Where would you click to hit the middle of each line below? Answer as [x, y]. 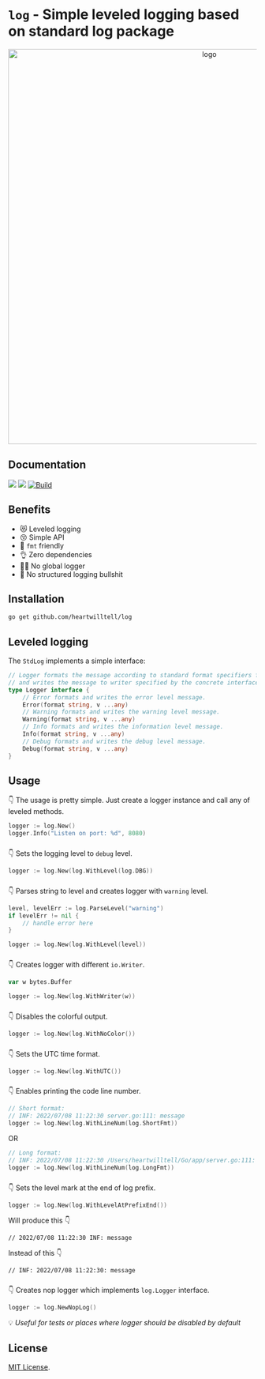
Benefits [30, 510]
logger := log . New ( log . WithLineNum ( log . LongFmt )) [91, 1167]
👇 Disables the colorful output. [58, 1016]
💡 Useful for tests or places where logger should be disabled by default [125, 1323]
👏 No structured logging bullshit [71, 574]
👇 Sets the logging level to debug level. [70, 853]
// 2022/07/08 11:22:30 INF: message [70, 1238]
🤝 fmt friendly [42, 545]
